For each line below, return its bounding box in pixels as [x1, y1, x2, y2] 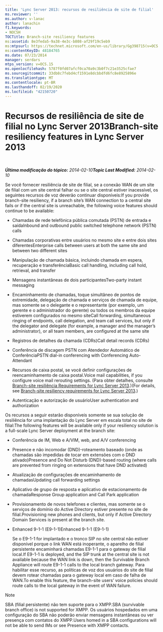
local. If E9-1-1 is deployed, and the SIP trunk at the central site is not [12, 552, 150, 558]
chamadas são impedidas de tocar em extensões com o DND [12, 452, 136, 458]
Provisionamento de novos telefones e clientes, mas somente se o [12, 501, 145, 507]
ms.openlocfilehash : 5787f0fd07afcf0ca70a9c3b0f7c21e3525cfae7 [5, 67, 137, 72]
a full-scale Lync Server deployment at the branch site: [5, 428, 116, 434]
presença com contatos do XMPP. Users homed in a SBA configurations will [5, 617, 157, 623]
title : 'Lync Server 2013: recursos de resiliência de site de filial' [5, 7, 154, 12]
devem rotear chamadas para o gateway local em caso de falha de [12, 572, 146, 578]
